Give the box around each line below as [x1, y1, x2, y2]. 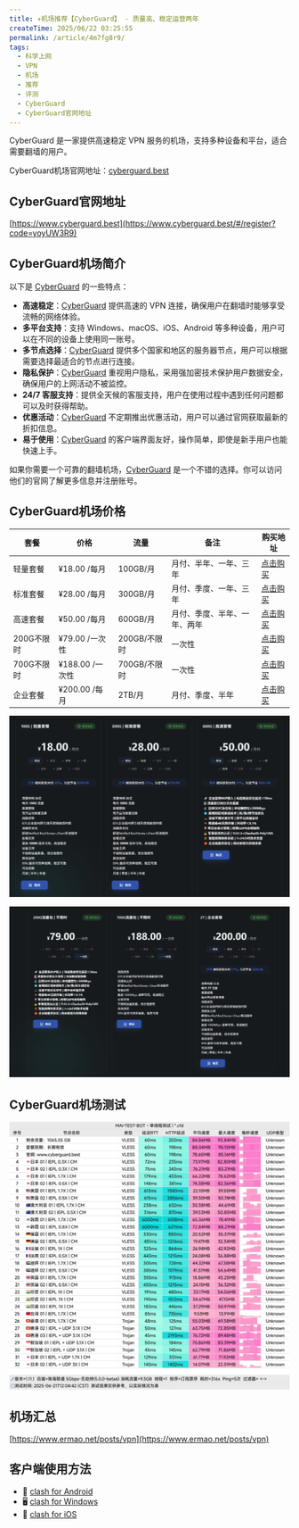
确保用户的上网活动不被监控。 [21, 378, 132, 388]
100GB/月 [117, 563, 156, 574]
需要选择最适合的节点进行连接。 [21, 356, 140, 366]
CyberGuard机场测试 [9, 1097, 126, 1112]
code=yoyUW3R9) [9, 228, 77, 238]
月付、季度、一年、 [171, 583, 242, 594]
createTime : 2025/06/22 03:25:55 [9, 23, 133, 33]
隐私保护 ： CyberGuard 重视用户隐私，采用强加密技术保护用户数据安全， [21, 367, 288, 378]
